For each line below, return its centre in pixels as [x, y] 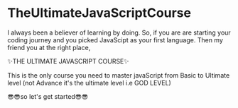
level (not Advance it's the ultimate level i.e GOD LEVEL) [90, 83]
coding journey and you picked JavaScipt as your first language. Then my [115, 40]
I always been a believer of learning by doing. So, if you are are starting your [119, 32]
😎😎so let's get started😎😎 [48, 96]
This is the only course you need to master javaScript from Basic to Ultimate [119, 75]
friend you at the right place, [49, 47]
